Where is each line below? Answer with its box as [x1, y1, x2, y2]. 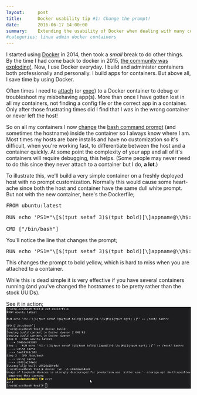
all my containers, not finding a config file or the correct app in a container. [6, 100, 187, 107]
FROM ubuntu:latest [6, 202, 62, 209]
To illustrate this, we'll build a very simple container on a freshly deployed [6, 172, 184, 179]
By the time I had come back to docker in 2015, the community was [6, 57, 168, 64]
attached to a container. [6, 265, 63, 273]
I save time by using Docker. [6, 76, 74, 83]
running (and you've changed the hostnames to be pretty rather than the [6, 283, 182, 290]
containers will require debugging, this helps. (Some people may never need [6, 155, 191, 162]
